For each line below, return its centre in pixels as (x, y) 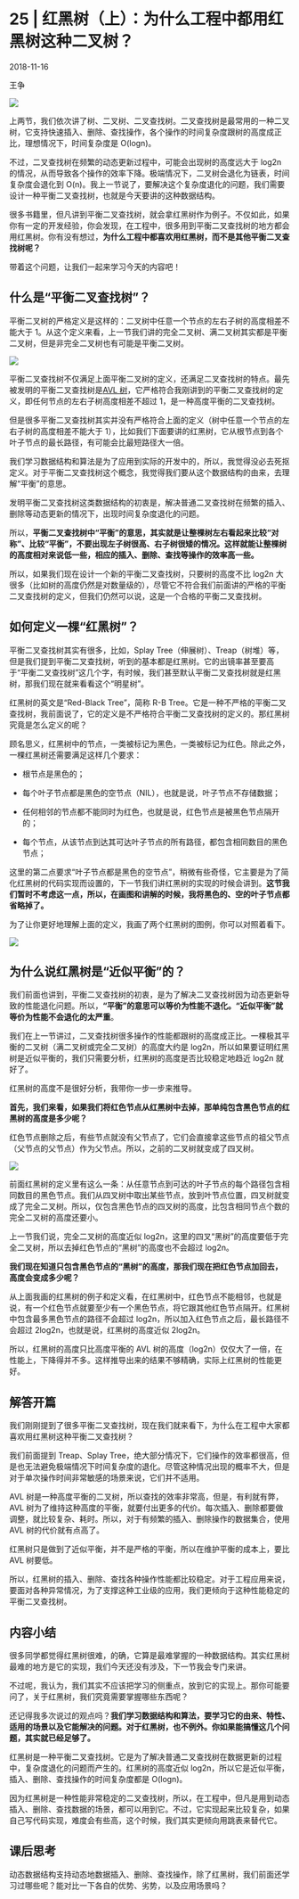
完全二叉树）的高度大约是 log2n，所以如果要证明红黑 (192, 1047)
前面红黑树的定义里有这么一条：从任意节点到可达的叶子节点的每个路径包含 (145, 1184)
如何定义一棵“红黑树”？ (74, 627)
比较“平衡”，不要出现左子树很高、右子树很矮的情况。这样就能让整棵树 (158, 543)
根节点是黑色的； (53, 774)
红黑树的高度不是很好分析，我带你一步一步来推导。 (103, 1089)
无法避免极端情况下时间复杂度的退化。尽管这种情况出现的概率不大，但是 (157, 1467)
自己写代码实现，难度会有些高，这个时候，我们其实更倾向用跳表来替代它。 (145, 1820)
